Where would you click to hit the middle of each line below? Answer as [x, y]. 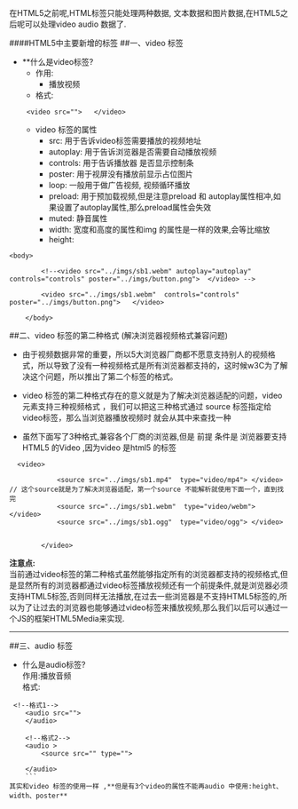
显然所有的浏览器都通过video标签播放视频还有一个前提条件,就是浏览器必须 [152, 585]
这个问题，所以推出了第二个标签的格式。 [104, 377]
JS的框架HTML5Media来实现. [71, 619]
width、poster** [39, 796]
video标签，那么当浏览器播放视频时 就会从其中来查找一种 [127, 417]
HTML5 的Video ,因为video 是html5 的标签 [99, 448]
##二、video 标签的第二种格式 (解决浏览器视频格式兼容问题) [119, 335]
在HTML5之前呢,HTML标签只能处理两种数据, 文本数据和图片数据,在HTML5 [145, 13]
